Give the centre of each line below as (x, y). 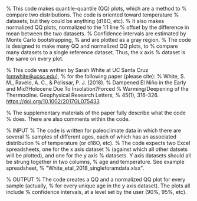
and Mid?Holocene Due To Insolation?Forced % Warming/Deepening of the (97, 89)
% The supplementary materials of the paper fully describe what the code (96, 113)
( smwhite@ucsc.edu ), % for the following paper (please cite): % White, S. (96, 76)
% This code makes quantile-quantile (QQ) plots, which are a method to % (96, 9)
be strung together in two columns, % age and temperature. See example (95, 162)
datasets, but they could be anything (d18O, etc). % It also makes (85, 21)
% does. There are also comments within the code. (68, 119)
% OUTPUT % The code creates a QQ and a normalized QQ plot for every (96, 179)
